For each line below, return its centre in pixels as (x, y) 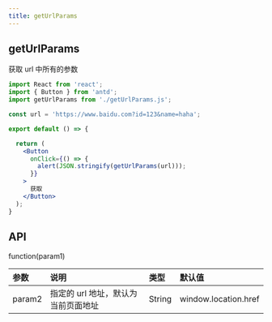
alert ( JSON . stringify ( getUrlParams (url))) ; (112, 166)
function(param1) (37, 256)
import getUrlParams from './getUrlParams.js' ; (90, 100)
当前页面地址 (74, 306)
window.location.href (219, 299)
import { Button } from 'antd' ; (63, 92)
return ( (30, 144)
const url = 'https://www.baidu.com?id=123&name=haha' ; (104, 114)
